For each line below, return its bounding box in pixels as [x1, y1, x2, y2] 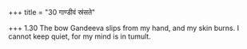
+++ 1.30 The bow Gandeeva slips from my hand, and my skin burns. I [8, 24, 240, 32]
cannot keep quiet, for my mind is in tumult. [8, 32, 152, 41]
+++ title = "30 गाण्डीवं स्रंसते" [8, 8, 96, 17]
